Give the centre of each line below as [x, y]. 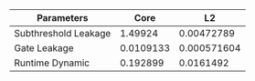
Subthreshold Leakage [63, 33]
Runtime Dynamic [52, 63]
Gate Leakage [44, 48]
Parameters [62, 18]
